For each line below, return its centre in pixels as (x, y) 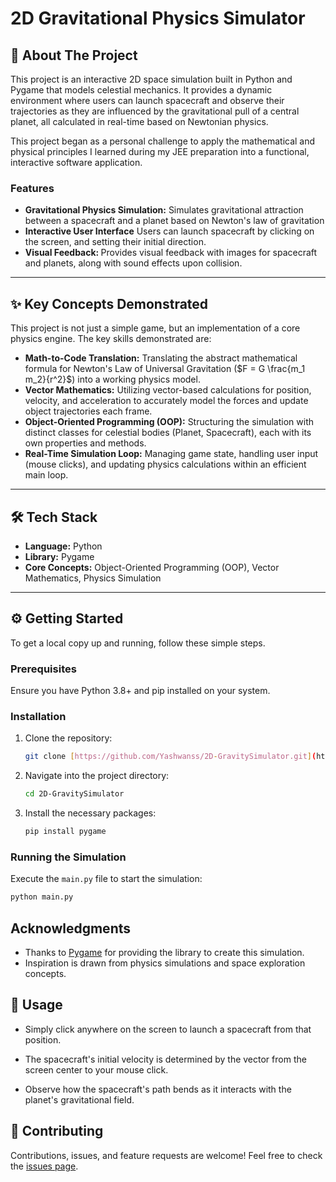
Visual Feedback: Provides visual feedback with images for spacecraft (171, 253)
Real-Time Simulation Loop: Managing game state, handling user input (171, 454)
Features (32, 188)
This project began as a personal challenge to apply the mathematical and (163, 141)
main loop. (46, 475)
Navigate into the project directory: (97, 776)
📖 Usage (36, 1005)
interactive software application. (76, 162)
